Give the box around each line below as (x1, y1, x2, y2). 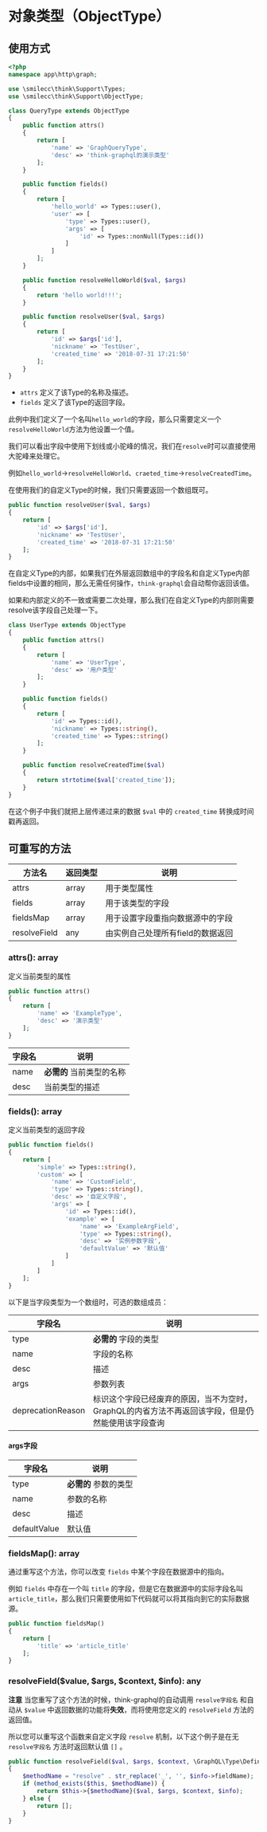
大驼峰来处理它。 (8, 451, 64, 461)
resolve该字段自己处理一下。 (8, 605, 103, 615)
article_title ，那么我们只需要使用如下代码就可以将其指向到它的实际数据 (8, 1594, 250, 1603)
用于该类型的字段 (105, 898, 169, 909)
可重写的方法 (8, 842, 72, 855)
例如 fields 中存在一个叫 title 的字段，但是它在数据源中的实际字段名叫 (8, 1584, 244, 1594)
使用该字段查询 (108, 1417, 165, 1428)
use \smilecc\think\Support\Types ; (8, 85, 126, 92)
